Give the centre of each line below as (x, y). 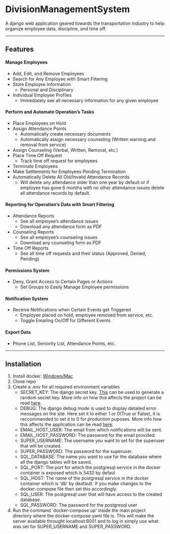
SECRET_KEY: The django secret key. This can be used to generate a (92, 392)
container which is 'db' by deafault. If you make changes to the (86, 483)
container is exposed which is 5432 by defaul (68, 473)
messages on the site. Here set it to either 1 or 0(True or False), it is (90, 414)
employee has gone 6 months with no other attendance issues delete (92, 188)
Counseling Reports (33, 232)
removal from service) (43, 145)
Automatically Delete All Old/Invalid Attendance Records (71, 177)
